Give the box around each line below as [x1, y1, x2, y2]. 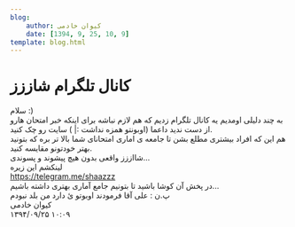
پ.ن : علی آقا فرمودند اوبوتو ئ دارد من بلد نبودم [10, 190, 171, 200]
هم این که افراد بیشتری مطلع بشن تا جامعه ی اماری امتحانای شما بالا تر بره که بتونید [10, 134, 286, 145]
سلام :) [10, 106, 34, 116]
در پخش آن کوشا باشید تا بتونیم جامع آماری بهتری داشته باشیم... [10, 181, 220, 192]
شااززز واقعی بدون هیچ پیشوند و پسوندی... [10, 153, 151, 163]
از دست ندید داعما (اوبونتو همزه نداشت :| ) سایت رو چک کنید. [10, 124, 213, 135]
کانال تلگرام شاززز [10, 76, 131, 96]
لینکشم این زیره [10, 161, 63, 173]
